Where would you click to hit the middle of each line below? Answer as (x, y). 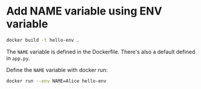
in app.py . (18, 58)
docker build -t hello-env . (43, 40)
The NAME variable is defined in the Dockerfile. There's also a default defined (101, 51)
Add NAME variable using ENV (84, 11)
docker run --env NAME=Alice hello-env (56, 81)
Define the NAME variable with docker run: (57, 70)
